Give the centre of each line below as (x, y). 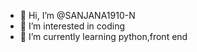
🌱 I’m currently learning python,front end (103, 36)
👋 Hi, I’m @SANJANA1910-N (77, 15)
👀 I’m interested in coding (72, 26)
